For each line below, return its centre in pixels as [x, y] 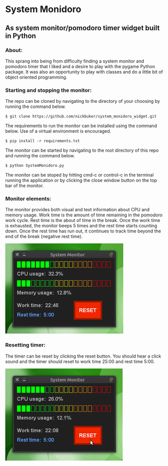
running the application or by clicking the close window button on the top [81, 181]
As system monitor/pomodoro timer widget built [82, 28]
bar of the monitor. [24, 186]
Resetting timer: [25, 345]
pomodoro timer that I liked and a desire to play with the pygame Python [80, 66]
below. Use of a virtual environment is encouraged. [58, 131]
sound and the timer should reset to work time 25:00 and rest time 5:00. [80, 361]
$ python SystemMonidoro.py [35, 166]
